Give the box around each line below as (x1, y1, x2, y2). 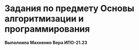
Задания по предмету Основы (4, 3, 135, 14)
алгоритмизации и (4, 13, 84, 24)
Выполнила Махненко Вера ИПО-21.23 (4, 39, 87, 45)
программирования (4, 24, 90, 34)
